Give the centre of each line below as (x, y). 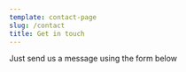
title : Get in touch (47, 33)
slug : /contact (37, 25)
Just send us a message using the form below (93, 59)
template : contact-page (53, 17)
